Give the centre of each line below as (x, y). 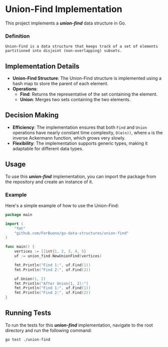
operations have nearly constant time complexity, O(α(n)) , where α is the (88, 132)
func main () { (20, 247)
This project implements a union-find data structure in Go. (66, 23)
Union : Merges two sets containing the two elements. (75, 100)
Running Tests (28, 313)
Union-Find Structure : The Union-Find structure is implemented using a (87, 78)
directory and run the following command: (49, 330)
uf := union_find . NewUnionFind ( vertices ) (58, 256)
